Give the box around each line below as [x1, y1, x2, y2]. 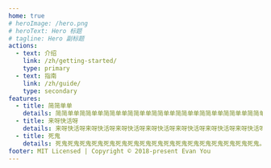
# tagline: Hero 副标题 [8, 34, 85, 43]
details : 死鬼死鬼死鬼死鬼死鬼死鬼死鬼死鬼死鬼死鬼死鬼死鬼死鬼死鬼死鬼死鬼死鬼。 [23, 139, 266, 148]
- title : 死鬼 [15, 132, 60, 140]
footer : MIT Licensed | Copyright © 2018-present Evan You [8, 147, 211, 155]
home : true [8, 11, 45, 20]
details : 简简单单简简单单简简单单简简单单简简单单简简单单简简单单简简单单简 [23, 110, 254, 118]
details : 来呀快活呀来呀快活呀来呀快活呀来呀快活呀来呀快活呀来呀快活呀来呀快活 [23, 124, 260, 132]
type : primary [23, 65, 70, 73]
